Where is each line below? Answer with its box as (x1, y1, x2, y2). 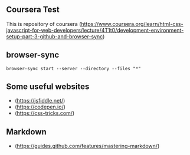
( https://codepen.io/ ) (14, 103, 66, 111)
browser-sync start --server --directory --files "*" (6, 65, 142, 71)
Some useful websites (6, 82, 90, 92)
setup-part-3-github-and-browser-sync (6, 32, 103, 40)
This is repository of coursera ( (6, 20, 81, 27)
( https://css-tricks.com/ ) (14, 110, 75, 117)
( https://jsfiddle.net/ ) (14, 97, 65, 104)
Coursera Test (6, 5, 60, 15)
